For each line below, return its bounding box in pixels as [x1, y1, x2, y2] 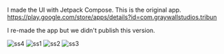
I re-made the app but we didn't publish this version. [7, 27, 156, 34]
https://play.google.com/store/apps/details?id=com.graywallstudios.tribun [7, 13, 218, 21]
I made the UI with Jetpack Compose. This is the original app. [7, 6, 181, 14]
